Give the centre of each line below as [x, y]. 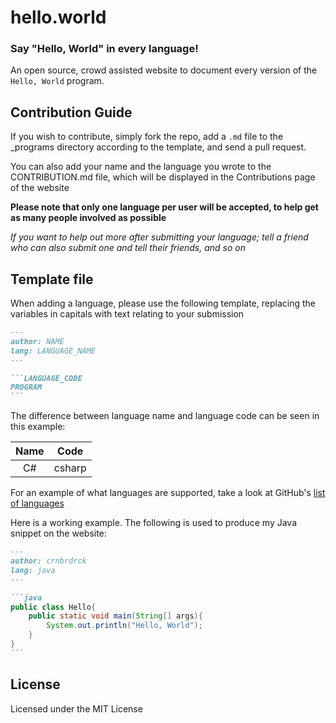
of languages [37, 503]
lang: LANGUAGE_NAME [53, 351]
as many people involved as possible [88, 218]
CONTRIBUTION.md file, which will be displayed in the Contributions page [163, 177]
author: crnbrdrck [48, 561]
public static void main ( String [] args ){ [115, 616]
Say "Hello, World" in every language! [104, 49]
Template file [52, 279]
